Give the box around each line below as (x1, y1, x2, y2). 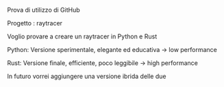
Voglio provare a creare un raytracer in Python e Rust (7, 32, 158, 40)
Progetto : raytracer (7, 19, 63, 27)
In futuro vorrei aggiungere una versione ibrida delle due (7, 72, 166, 80)
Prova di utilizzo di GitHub (7, 6, 80, 14)
